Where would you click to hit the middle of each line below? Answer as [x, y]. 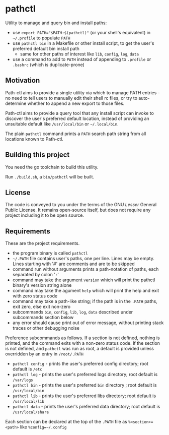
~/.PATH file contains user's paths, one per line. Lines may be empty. [83, 259]
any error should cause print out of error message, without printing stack [88, 323]
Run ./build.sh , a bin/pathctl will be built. [50, 176]
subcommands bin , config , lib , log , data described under [73, 312]
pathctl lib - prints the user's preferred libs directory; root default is [84, 396]
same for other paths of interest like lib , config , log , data [79, 54]
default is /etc [27, 369]
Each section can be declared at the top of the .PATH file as [66, 422]
